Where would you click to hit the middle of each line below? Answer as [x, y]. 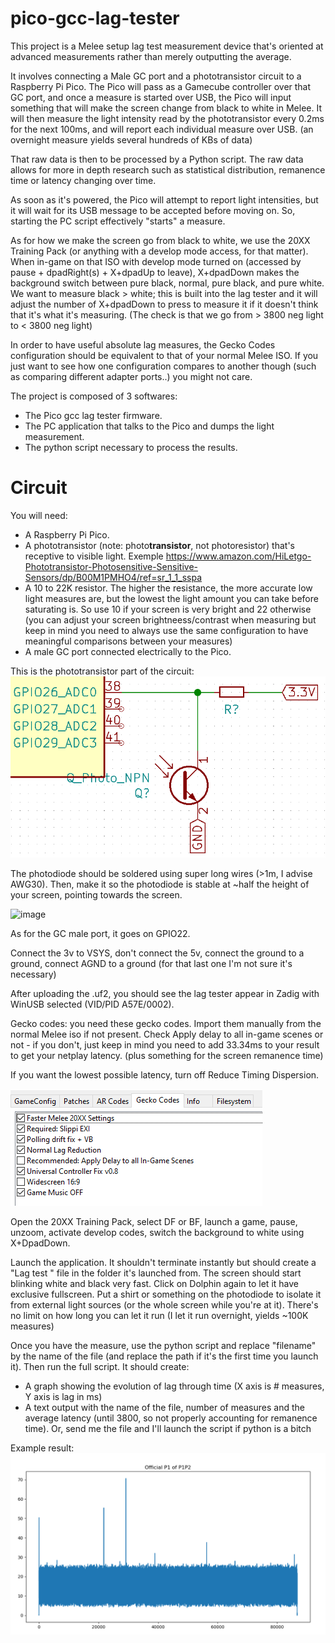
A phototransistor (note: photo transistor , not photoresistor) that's [159, 545]
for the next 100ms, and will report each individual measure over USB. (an [162, 129]
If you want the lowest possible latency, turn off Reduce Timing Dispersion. [165, 1075]
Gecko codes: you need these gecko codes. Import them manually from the [166, 1024]
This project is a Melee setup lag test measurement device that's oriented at [167, 46]
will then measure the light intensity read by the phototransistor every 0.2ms [167, 118]
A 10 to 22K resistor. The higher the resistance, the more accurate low [168, 588]
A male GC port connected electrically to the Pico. [128, 651]
